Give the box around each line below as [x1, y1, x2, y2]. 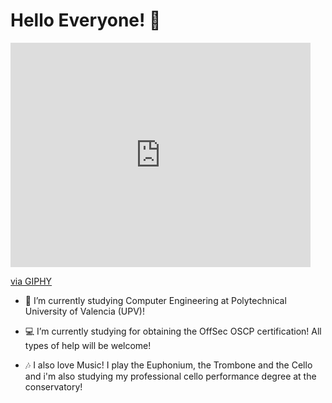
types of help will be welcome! [24, 339, 152, 351]
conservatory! [24, 380, 83, 393]
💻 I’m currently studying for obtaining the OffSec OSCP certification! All [24, 325, 322, 337]
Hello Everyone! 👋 [10, 9, 162, 32]
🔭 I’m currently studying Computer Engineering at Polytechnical [24, 294, 287, 306]
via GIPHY [10, 275, 53, 287]
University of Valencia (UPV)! [24, 305, 145, 317]
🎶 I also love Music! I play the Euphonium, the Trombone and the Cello [24, 359, 313, 371]
